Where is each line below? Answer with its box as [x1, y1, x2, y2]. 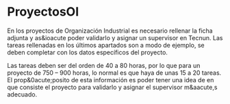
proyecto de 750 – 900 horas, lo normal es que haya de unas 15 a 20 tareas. [7, 69, 222, 77]
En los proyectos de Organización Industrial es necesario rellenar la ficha [7, 27, 214, 35]
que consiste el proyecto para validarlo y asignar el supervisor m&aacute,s [7, 83, 218, 91]
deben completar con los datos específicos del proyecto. [7, 48, 168, 56]
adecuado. [7, 90, 38, 99]
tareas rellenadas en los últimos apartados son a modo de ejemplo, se [7, 41, 205, 49]
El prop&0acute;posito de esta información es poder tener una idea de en [7, 75, 214, 84]
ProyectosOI [7, 4, 79, 20]
